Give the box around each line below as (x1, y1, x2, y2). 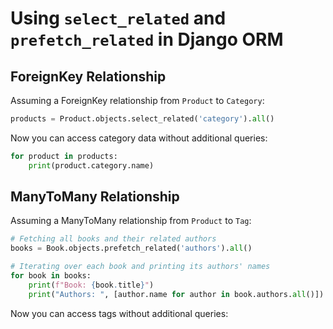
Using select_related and (10, 7, 227, 30)
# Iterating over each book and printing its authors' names (10, 262, 271, 272)
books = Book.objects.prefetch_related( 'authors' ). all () (10, 243, 253, 254)
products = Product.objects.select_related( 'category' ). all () (10, 114, 275, 124)
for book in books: (10, 271, 92, 281)
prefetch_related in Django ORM (10, 28, 284, 51)
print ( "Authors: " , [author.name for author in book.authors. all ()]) (28, 289, 325, 299)
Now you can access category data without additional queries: (10, 132, 268, 144)
